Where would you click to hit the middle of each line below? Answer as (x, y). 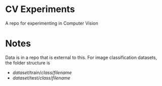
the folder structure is (28, 63)
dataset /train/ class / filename (42, 72)
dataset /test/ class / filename (41, 78)
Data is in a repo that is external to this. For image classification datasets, (81, 57)
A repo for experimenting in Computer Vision (52, 23)
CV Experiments (40, 9)
